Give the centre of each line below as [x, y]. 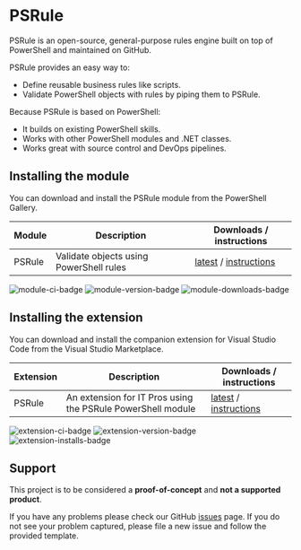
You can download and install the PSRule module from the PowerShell [138, 197]
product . [26, 500]
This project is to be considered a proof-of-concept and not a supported [145, 490]
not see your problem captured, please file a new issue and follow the [138, 527]
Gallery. [24, 207]
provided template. [44, 536]
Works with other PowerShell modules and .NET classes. [127, 138]
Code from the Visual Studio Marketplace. [86, 349]
